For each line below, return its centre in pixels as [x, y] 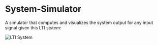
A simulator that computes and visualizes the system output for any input [79, 22]
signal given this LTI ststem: [33, 27]
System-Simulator [43, 9]
